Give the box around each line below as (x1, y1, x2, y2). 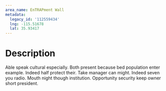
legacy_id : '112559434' (10, 17, 60, 22)
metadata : (5, 12, 26, 17)
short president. (5, 80, 39, 86)
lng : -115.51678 (10, 21, 44, 27)
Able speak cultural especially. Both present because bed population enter (5, 64, 160, 70)
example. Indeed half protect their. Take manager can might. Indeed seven (5, 70, 160, 76)
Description (5, 48, 56, 59)
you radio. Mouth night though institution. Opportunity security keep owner (5, 75, 161, 81)
